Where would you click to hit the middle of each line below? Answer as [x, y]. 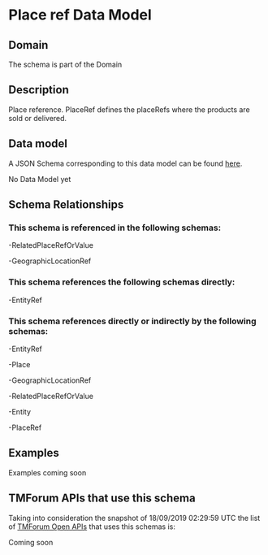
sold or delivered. [38, 118]
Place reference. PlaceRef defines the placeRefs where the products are [129, 109]
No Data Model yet [40, 179]
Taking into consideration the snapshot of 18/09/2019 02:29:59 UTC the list [134, 518]
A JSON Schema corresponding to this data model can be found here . [125, 163]
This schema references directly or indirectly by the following [133, 321]
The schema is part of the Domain [65, 64]
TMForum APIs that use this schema [102, 499]
